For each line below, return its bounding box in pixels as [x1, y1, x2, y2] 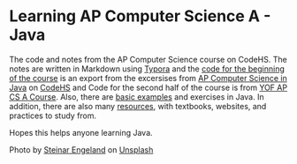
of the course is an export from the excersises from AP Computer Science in [9, 72, 287, 83]
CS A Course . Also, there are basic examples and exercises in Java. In [9, 91, 264, 102]
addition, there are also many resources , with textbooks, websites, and [9, 101, 267, 111]
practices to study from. [9, 110, 97, 121]
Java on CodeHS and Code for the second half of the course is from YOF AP [9, 82, 288, 93]
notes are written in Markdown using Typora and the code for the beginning [9, 63, 286, 74]
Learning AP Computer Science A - [9, 6, 271, 26]
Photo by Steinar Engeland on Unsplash [9, 144, 154, 155]
